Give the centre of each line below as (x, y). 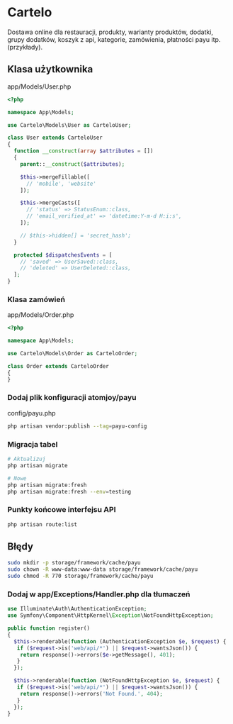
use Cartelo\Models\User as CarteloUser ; (69, 125)
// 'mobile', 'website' (61, 184)
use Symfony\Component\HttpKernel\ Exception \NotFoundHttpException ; (110, 616)
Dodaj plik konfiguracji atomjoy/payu (72, 398)
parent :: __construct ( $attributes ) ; (73, 164)
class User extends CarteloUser (55, 138)
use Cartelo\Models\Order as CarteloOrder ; (73, 354)
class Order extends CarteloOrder (58, 366)
